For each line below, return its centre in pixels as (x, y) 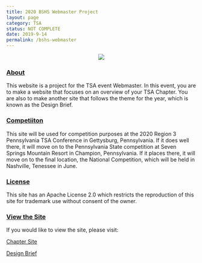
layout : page (23, 18)
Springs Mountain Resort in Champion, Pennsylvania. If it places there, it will (101, 153)
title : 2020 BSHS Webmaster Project (52, 12)
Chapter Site (22, 242)
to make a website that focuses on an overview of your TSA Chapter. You (97, 92)
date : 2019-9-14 (27, 34)
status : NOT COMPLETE (33, 29)
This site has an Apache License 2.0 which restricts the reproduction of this (100, 195)
